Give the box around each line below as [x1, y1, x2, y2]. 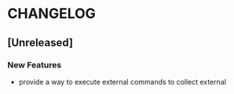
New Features [7, 60, 62, 70]
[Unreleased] [7, 36, 74, 49]
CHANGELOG [7, 5, 96, 23]
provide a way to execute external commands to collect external [18, 77, 227, 86]
